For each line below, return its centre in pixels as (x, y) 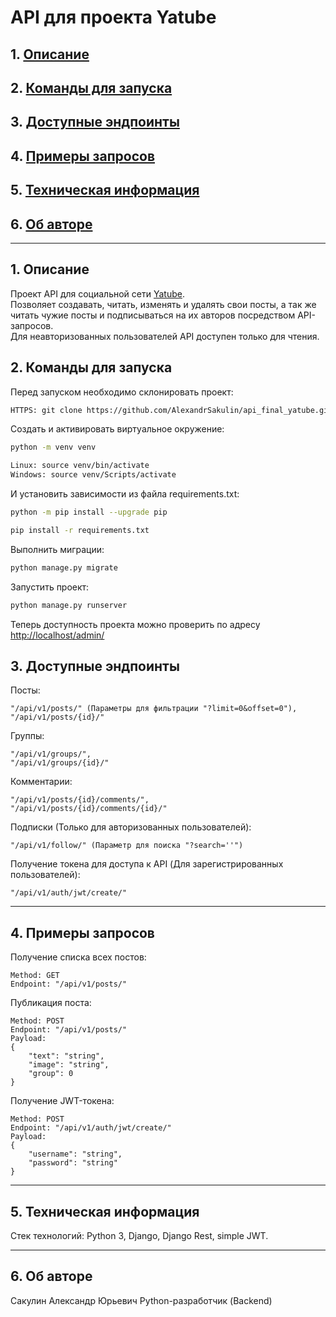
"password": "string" (73, 1163)
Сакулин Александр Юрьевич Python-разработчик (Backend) (141, 1300)
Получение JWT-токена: (62, 1101)
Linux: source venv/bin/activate (80, 466)
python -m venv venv (53, 447)
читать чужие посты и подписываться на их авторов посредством (153, 315)
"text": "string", (66, 1056)
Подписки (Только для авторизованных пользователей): (131, 827)
